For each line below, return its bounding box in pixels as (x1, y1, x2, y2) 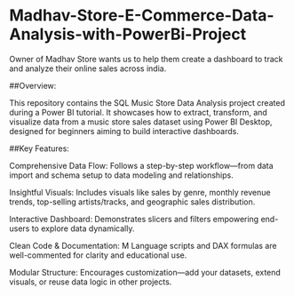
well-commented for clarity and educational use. (9, 250, 187, 260)
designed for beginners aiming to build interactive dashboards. (9, 125, 240, 136)
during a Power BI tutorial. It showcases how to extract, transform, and (9, 107, 268, 117)
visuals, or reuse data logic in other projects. (9, 276, 172, 287)
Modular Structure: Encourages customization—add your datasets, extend (9, 267, 282, 277)
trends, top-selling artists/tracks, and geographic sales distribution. (9, 196, 256, 207)
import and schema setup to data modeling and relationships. (9, 170, 234, 180)
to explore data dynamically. (31, 223, 135, 234)
